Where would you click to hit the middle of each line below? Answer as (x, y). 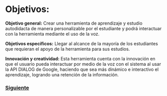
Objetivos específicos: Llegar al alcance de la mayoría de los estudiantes (82, 43)
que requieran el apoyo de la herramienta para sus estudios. (68, 49)
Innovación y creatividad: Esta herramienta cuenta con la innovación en (80, 58)
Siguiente (17, 87)
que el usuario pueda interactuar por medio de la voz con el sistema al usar (83, 64)
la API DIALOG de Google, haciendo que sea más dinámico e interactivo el (82, 69)
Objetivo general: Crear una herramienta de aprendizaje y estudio (74, 23)
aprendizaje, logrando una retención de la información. (62, 74)
